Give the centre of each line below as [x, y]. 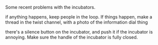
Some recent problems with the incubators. [50, 7]
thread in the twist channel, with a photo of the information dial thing [77, 22]
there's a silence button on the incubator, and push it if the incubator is [79, 32]
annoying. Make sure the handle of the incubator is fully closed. [72, 37]
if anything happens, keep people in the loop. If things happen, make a [79, 17]
